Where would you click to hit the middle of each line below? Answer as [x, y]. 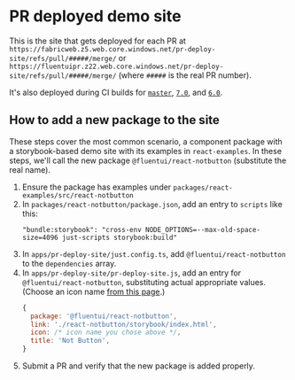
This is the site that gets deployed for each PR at [97, 41]
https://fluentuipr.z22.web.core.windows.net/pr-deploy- [116, 66]
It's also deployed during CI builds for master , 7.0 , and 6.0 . [116, 92]
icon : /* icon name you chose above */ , [106, 333]
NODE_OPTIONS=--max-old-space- [203, 229]
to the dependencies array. [69, 263]
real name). [30, 169]
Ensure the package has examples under [97, 187]
